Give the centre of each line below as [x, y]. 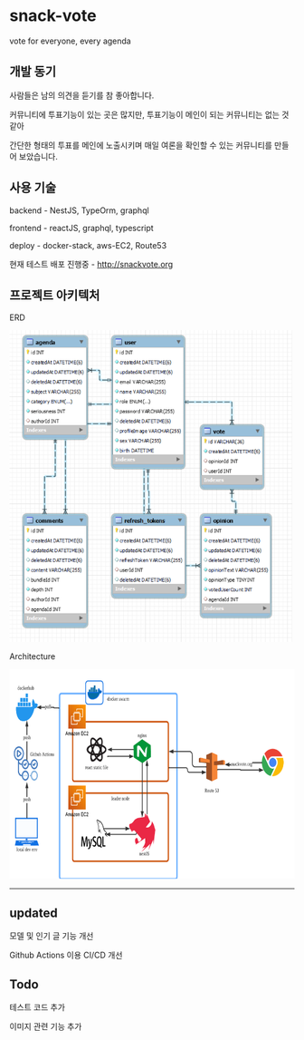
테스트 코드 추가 [38, 1007]
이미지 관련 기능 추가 [46, 1026]
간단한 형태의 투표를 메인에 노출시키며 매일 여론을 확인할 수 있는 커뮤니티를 [141, 145]
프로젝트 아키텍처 [55, 295]
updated [33, 913]
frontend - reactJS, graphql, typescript [81, 228]
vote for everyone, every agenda [70, 41]
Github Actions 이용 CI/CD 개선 [66, 955]
